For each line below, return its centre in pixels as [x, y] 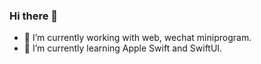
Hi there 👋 [34, 16]
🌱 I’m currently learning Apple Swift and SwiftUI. [123, 48]
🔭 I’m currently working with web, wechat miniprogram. [137, 38]
